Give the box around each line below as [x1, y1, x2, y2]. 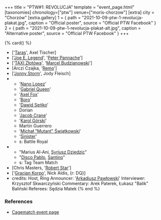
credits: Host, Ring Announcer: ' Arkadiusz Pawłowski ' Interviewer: [11, 175, 146, 181]
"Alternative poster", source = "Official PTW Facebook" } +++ [4, 31, 129, 36]
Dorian [19, 107, 33, 113]
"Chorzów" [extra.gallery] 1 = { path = [4, 15, 81, 20]
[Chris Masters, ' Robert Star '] [11, 165, 72, 171]
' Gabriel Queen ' [19, 86, 51, 92]
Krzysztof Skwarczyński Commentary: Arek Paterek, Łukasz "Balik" [11, 181, 149, 186]
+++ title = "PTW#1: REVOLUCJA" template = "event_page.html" [4, 4, 134, 10]
